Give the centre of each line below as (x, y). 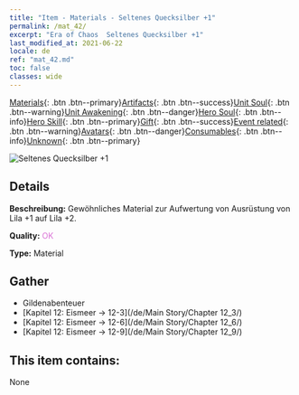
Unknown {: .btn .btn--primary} (84, 140)
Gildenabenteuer (54, 303)
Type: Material (37, 253)
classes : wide (36, 77)
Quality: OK (32, 235)
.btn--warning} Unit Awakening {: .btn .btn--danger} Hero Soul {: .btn (134, 112)
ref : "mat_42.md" (42, 60)
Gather (29, 281)
